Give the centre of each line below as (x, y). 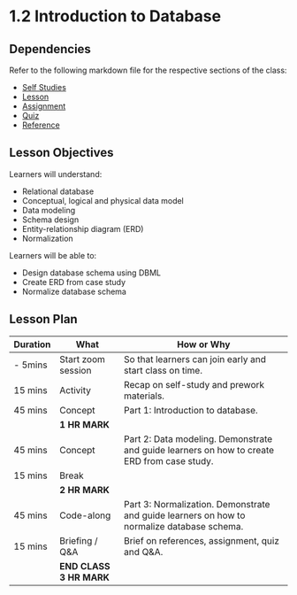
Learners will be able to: (53, 255)
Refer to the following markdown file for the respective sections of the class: (148, 70)
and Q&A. (143, 552)
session (76, 370)
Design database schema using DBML (91, 273)
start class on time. (163, 370)
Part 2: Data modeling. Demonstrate (198, 438)
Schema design (50, 220)
